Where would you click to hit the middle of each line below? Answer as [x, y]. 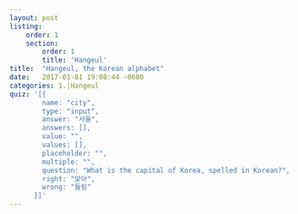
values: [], [65, 145]
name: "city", [69, 102]
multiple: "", [69, 162]
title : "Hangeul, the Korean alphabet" [87, 69]
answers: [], [67, 128]
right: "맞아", [69, 178]
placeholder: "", [74, 153]
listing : [26, 26]
